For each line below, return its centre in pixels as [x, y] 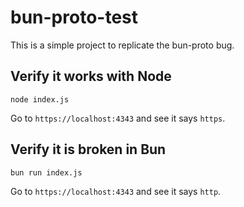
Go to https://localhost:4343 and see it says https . [118, 118]
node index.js [40, 99]
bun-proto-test [74, 17]
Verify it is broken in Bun [88, 149]
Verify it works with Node [91, 76]
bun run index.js [46, 172]
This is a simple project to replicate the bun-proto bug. [122, 45]
